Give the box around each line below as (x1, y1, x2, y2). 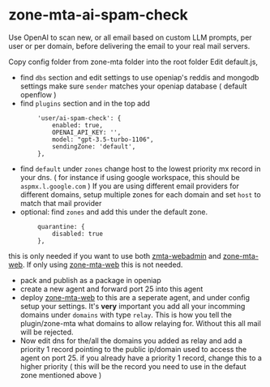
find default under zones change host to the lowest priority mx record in (19, 164, 261, 174)
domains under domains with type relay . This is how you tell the (19, 310, 233, 320)
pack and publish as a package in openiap (19, 275, 162, 285)
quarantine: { (37, 222, 85, 230)
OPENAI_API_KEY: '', (51, 128, 122, 136)
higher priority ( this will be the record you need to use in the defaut (19, 361, 246, 371)
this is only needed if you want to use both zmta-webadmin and (8, 251, 221, 260)
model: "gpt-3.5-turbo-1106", (51, 135, 154, 144)
